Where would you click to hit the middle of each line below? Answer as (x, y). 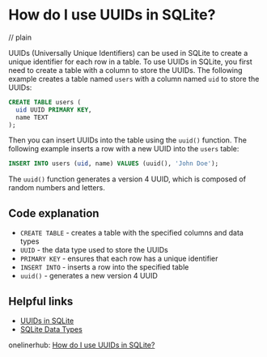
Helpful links (41, 301)
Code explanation (54, 213)
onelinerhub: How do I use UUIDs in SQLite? (82, 345)
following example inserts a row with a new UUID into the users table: (124, 149)
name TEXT (32, 117)
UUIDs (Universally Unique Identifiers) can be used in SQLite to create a (128, 53)
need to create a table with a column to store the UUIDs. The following (125, 70)
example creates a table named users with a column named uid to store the (134, 79)
